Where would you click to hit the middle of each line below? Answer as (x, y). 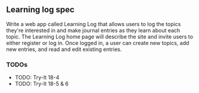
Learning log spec (40, 10)
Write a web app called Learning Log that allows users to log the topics (94, 24)
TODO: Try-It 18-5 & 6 (42, 84)
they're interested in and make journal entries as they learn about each (93, 30)
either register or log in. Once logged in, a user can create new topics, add (98, 43)
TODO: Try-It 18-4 (37, 78)
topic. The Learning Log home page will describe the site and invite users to (99, 36)
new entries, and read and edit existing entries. (64, 49)
